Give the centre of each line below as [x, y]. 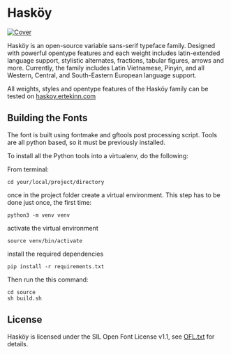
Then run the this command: [48, 279]
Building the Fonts [47, 118]
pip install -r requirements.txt [56, 266]
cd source [22, 292]
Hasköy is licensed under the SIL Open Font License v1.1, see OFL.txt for [111, 337]
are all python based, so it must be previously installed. [87, 142]
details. [18, 344]
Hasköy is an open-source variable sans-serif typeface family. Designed [111, 45]
